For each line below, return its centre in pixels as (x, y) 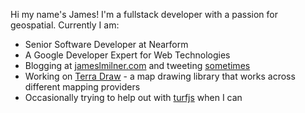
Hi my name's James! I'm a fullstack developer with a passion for (144, 14)
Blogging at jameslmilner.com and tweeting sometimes (137, 65)
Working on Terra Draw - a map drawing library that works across (160, 76)
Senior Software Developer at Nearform (106, 44)
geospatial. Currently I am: (65, 25)
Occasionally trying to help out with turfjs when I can (133, 97)
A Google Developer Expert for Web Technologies (127, 55)
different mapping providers (82, 87)
